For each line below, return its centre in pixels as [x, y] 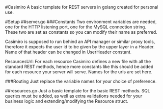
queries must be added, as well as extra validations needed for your [74, 96]
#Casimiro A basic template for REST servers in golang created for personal [82, 7]
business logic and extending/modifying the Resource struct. [67, 101]
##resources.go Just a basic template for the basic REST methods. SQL [78, 91]
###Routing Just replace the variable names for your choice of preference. [81, 81]
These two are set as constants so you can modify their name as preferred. [81, 32]
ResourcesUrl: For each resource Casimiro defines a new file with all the [78, 61]
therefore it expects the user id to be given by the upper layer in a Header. [80, 47]
